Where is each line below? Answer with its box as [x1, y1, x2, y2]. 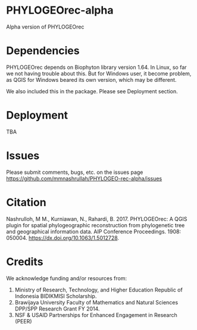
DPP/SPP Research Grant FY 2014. [14, 305, 100, 312]
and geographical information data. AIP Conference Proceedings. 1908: [6, 228, 182, 235]
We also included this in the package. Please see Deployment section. [6, 87, 178, 95]
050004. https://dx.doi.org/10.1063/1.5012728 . [6, 234, 120, 241]
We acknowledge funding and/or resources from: [6, 274, 127, 282]
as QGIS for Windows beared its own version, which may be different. [6, 76, 177, 83]
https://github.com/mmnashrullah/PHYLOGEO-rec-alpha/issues [6, 174, 162, 182]
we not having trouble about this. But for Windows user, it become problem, [6, 69, 192, 77]
